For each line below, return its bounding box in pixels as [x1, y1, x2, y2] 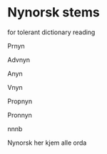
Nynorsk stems [7, 4, 100, 21]
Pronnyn [7, 111, 32, 119]
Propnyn [7, 97, 33, 106]
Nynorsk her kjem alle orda [7, 138, 87, 147]
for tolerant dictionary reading [7, 28, 96, 36]
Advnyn [7, 55, 31, 64]
